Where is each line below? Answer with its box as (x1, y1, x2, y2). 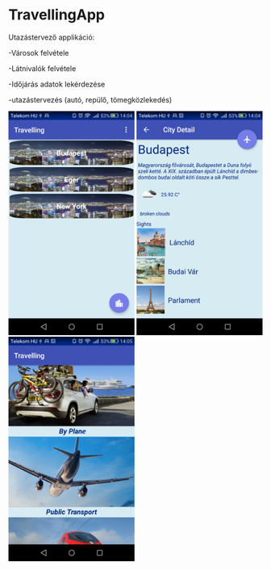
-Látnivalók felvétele (8, 63, 77, 73)
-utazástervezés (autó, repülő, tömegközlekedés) (8, 94, 173, 104)
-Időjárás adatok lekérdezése (8, 79, 106, 89)
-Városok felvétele (8, 48, 69, 57)
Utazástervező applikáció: (8, 32, 95, 42)
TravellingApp (8, 6, 105, 24)
